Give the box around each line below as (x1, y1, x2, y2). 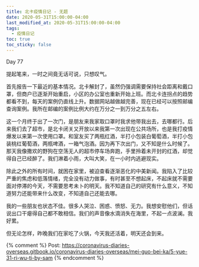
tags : (6, 25, 20, 31)
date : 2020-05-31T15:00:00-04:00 (6, 14, 89, 20)
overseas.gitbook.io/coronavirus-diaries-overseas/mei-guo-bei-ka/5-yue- (6, 247, 188, 255)
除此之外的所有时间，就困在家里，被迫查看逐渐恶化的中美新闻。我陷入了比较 (6, 167, 193, 174)
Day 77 (6, 58, 24, 65)
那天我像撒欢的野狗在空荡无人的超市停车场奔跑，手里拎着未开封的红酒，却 (6, 147, 188, 154)
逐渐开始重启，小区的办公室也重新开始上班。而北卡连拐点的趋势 (37, 90, 193, 97)
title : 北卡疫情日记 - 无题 (6, 8, 68, 15)
